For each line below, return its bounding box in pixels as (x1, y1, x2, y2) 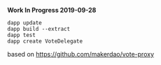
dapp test (7, 31, 36, 38)
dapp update (7, 20, 42, 27)
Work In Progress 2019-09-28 (7, 6, 97, 14)
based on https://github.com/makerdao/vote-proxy (7, 50, 154, 58)
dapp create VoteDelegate (7, 38, 83, 45)
